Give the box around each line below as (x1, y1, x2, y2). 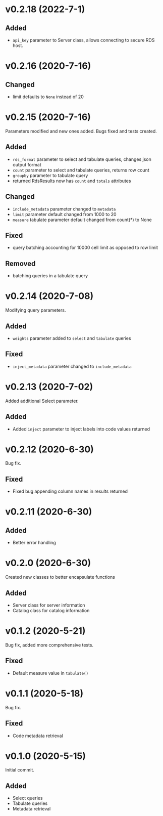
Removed (5, 259, 36, 268)
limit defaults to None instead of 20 (12, 94, 84, 100)
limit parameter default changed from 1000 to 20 (12, 211, 117, 217)
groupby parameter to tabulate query (12, 172, 88, 178)
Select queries (12, 795, 43, 801)
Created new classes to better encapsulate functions (5, 574, 115, 580)
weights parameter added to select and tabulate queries (12, 335, 131, 341)
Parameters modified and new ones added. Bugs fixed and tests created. (5, 128, 157, 134)
